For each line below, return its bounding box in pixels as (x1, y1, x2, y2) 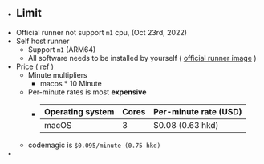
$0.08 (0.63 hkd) (153, 119, 219, 130)
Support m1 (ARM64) (27, 44, 96, 54)
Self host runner (15, 36, 70, 46)
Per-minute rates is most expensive (27, 87, 147, 97)
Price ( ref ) (15, 62, 55, 71)
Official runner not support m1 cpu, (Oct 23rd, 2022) (15, 27, 187, 37)
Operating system (43, 106, 115, 117)
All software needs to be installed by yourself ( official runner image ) (27, 53, 257, 62)
